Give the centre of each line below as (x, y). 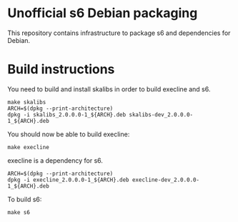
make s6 (19, 212)
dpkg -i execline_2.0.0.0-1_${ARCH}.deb (69, 180)
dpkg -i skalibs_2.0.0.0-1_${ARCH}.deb (67, 115)
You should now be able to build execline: (69, 134)
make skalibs (27, 102)
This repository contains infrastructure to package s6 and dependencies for (119, 33)
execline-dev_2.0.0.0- (166, 180)
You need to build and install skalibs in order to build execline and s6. (109, 89)
